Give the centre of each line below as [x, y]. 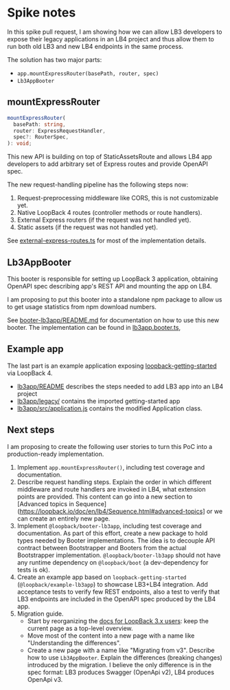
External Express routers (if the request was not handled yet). [104, 220]
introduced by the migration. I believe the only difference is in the [119, 665]
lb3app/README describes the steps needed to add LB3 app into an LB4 [120, 386]
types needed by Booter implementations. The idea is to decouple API [116, 540]
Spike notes [42, 13]
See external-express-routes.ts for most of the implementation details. [107, 241]
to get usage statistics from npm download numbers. [82, 306]
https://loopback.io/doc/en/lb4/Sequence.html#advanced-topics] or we [121, 511]
